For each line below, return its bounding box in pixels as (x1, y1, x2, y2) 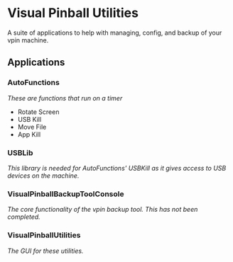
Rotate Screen (17, 108, 60, 116)
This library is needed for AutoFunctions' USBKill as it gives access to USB (7, 164, 227, 172)
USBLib (7, 147, 33, 157)
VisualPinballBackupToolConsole (7, 189, 124, 199)
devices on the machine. (7, 171, 80, 180)
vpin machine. (7, 35, 49, 44)
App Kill (17, 130, 41, 139)
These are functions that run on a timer (7, 93, 123, 102)
